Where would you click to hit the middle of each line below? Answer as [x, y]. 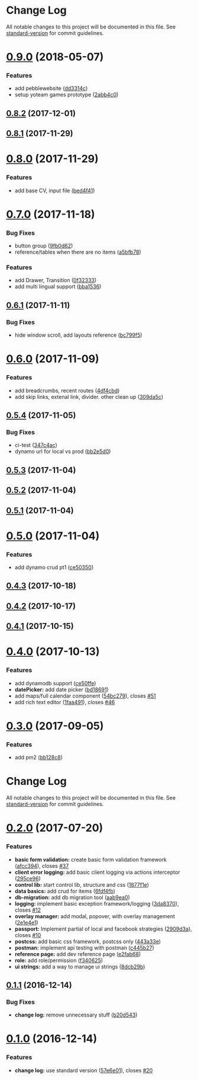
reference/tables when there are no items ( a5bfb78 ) [78, 252]
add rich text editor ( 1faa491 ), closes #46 [65, 702]
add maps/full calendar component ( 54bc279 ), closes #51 [85, 696]
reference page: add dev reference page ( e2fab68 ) [77, 954]
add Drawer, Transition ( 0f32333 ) [56, 280]
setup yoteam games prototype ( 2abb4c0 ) [66, 95]
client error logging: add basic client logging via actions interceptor [97, 872]
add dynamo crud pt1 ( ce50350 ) [54, 567]
